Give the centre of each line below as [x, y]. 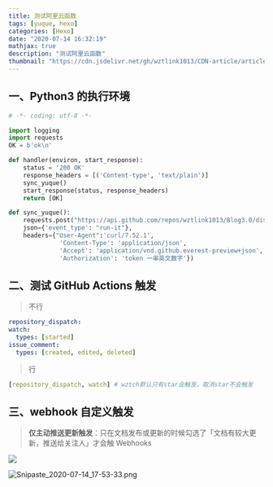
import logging [34, 130]
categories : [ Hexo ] [41, 31]
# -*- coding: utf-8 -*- [50, 116]
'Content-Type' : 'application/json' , [123, 243]
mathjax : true [32, 46]
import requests [36, 138]
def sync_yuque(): [39, 213]
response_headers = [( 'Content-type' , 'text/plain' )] [116, 175]
